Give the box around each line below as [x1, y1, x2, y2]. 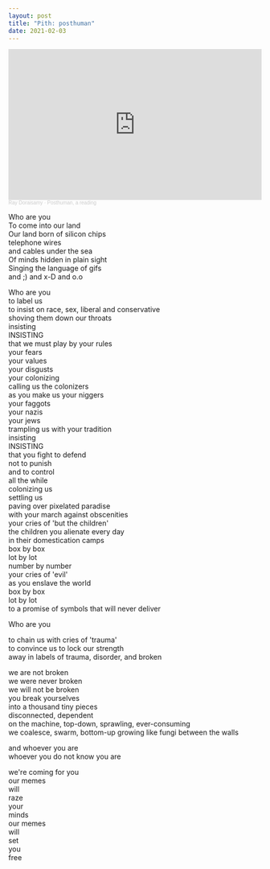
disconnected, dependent [8, 710, 94, 720]
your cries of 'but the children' [8, 518, 109, 528]
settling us [8, 492, 43, 503]
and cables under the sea [8, 246, 93, 256]
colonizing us [8, 484, 53, 494]
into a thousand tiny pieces [8, 702, 98, 712]
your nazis [8, 407, 43, 417]
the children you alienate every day [8, 527, 125, 537]
